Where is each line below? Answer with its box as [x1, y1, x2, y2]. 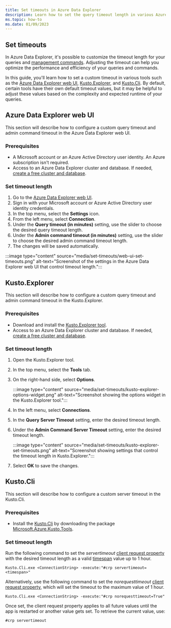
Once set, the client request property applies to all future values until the [5, 603, 157, 609]
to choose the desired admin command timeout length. [12, 237, 128, 244]
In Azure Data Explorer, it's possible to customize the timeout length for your [5, 54, 165, 60]
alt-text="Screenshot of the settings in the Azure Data [36, 258, 149, 264]
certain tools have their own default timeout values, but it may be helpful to [5, 85, 162, 92]
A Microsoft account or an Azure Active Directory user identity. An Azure [12, 154, 165, 160]
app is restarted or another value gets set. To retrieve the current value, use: [5, 608, 165, 614]
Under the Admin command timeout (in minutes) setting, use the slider [12, 232, 163, 238]
